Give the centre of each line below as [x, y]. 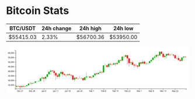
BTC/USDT [23, 29]
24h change [57, 29]
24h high [90, 29]
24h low [123, 29]
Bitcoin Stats [38, 11]
